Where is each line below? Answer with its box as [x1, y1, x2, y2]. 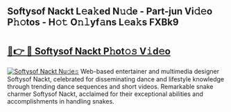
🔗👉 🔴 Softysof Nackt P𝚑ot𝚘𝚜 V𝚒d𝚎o [7, 45, 171, 57]
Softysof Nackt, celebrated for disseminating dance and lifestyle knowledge [7, 75, 224, 83]
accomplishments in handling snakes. [7, 97, 114, 105]
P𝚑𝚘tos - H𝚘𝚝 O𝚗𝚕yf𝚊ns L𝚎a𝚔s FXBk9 [7, 17, 179, 29]
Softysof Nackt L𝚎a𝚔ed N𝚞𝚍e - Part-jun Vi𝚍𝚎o [7, 6, 213, 17]
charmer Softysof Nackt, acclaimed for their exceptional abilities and [7, 90, 203, 98]
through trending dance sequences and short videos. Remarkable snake [7, 83, 214, 90]
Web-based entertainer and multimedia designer [80, 67, 220, 75]
